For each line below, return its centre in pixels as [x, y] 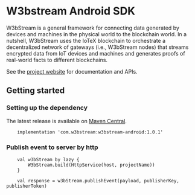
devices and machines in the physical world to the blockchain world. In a [97, 34]
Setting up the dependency [47, 108]
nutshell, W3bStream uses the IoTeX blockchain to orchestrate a [86, 40]
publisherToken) [27, 186]
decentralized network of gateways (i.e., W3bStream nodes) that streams [97, 47]
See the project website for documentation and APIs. [72, 71]
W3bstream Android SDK [71, 11]
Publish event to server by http [52, 147]
